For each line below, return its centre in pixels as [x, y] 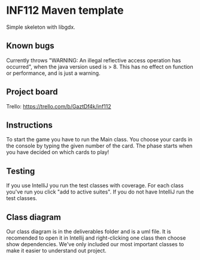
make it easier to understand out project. [56, 250]
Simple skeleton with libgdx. [41, 27]
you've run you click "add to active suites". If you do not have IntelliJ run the [100, 192]
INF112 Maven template [65, 10]
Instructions [29, 125]
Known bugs [31, 46]
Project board [32, 92]
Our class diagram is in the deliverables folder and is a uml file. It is [89, 232]
